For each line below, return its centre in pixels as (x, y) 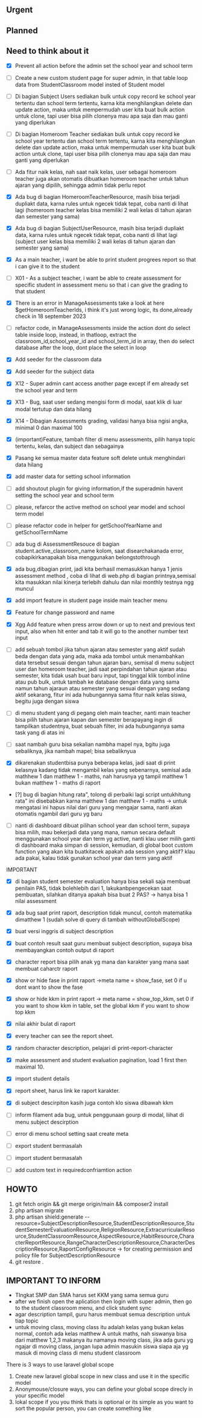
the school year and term (46, 390)
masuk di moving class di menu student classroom (78, 1353)
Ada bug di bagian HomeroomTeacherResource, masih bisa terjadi (97, 196)
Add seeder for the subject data (55, 372)
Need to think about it (48, 51)
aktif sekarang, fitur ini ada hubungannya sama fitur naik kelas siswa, (101, 695)
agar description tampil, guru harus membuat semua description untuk (103, 1315)
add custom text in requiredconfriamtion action (73, 1170)
